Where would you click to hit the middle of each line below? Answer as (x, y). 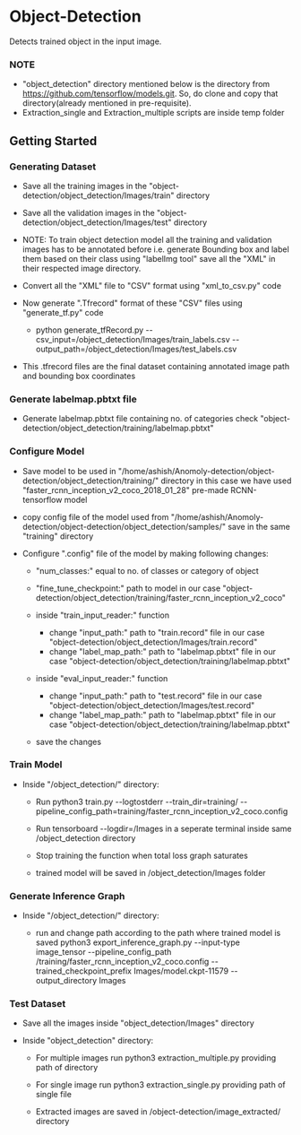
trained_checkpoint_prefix (84, 971)
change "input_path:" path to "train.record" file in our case (157, 632)
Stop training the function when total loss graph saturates (142, 855)
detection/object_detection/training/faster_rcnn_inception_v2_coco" (161, 597)
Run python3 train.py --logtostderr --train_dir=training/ (137, 801)
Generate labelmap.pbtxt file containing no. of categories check (140, 419)
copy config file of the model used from (95, 516)
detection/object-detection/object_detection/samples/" (124, 526)
